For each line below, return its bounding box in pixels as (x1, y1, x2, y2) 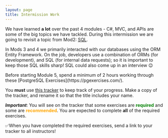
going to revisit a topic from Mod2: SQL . (5, 36, 88, 43)
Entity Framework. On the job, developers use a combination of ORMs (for (5, 51, 158, 58)
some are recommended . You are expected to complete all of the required (5, 107, 160, 113)
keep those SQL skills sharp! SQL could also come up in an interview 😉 (5, 62, 153, 68)
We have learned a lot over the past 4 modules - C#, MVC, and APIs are (5, 26, 154, 32)
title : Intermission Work (5, 12, 59, 17)
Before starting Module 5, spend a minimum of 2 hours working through (5, 72, 154, 78)
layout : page (5, 7, 33, 13)
